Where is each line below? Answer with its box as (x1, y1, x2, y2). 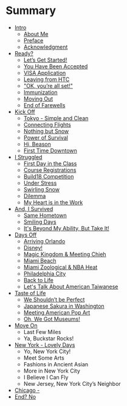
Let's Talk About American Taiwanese (23, 283, 118, 290)
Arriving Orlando (23, 237, 66, 244)
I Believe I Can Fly (23, 373, 69, 381)
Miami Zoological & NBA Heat (23, 263, 98, 271)
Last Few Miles (23, 328, 61, 335)
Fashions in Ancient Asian (23, 360, 89, 368)
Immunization (23, 88, 58, 96)
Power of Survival (23, 134, 68, 141)
